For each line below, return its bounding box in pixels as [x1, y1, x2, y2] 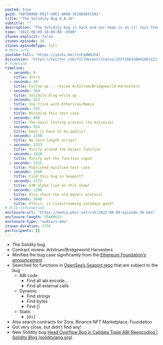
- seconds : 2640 [9, 197, 42, 201]
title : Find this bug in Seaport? [14, 174, 83, 179]
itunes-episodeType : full [5, 43, 57, 48]
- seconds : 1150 [9, 133, 42, 138]
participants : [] [5, 228, 40, 233]
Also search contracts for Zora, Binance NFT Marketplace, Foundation [12, 319, 152, 325]
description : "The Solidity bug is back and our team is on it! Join [5, 25, 149, 30]
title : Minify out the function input [14, 156, 92, 161]
